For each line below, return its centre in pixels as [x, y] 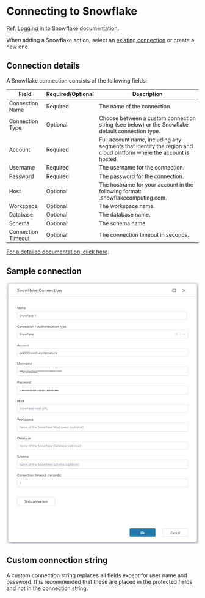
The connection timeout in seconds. [144, 235]
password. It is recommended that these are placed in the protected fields [99, 581]
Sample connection [44, 271]
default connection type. [130, 131]
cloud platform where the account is [144, 152]
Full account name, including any [140, 140]
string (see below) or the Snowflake [144, 124]
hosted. [108, 159]
